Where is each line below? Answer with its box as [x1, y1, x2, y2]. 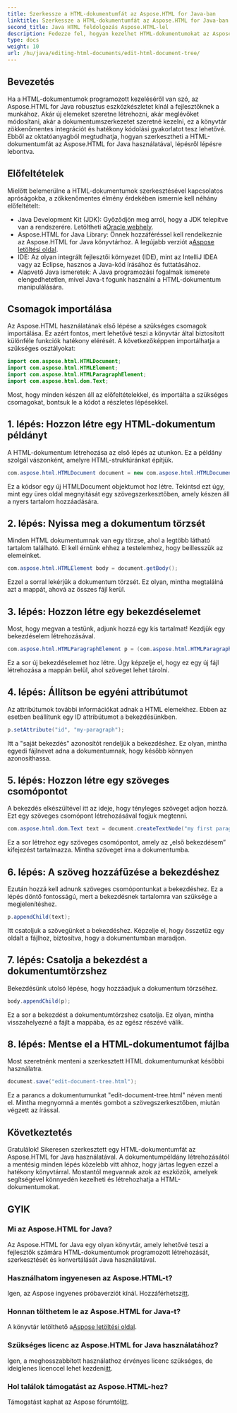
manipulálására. [17, 282, 64, 291]
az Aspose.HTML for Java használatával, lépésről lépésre [55, 139, 222, 148]
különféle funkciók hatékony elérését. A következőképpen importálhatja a [7, 337, 220, 345]
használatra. [7, 1064, 44, 1073]
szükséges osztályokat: [7, 344, 76, 353]
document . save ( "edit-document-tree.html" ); [7, 1078, 138, 1085]
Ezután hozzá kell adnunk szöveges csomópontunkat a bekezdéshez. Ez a [7, 885, 224, 893]
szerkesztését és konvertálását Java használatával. [7, 1255, 157, 1264]
